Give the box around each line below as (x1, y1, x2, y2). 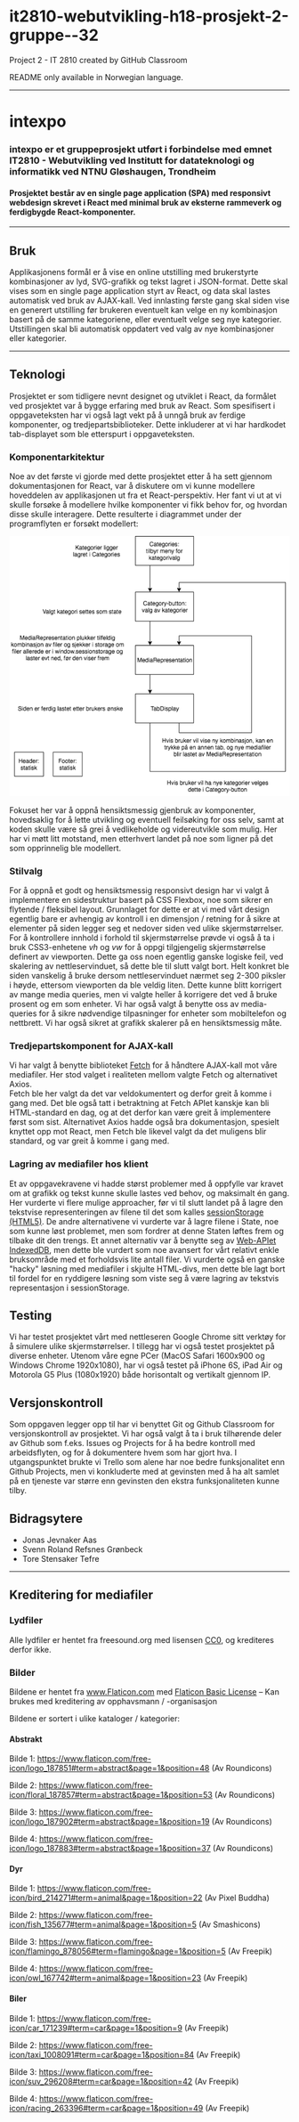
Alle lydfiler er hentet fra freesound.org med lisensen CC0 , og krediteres (9, 1634, 274, 1645)
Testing (9, 1308, 53, 1323)
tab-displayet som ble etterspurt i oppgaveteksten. (9, 428, 196, 439)
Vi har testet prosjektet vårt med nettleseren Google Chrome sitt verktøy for (9, 1331, 287, 1342)
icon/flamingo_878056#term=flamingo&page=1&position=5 (9, 1946, 227, 1956)
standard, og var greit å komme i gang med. (9, 1135, 170, 1146)
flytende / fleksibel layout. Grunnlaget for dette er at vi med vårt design (9, 904, 270, 915)
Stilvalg (9, 865, 43, 877)
